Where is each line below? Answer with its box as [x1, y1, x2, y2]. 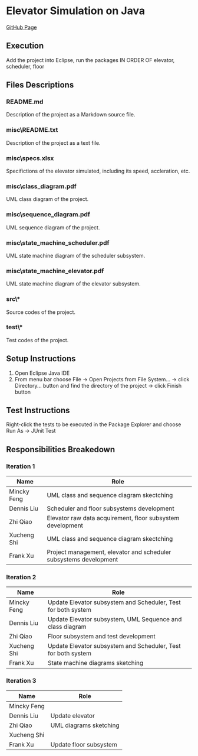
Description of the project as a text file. [6, 139, 101, 146]
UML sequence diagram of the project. [6, 223, 100, 231]
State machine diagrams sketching [47, 659, 143, 667]
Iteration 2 [6, 573, 37, 582]
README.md [6, 98, 44, 106]
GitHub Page [6, 24, 37, 31]
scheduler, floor [6, 63, 45, 70]
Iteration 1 [6, 462, 35, 471]
